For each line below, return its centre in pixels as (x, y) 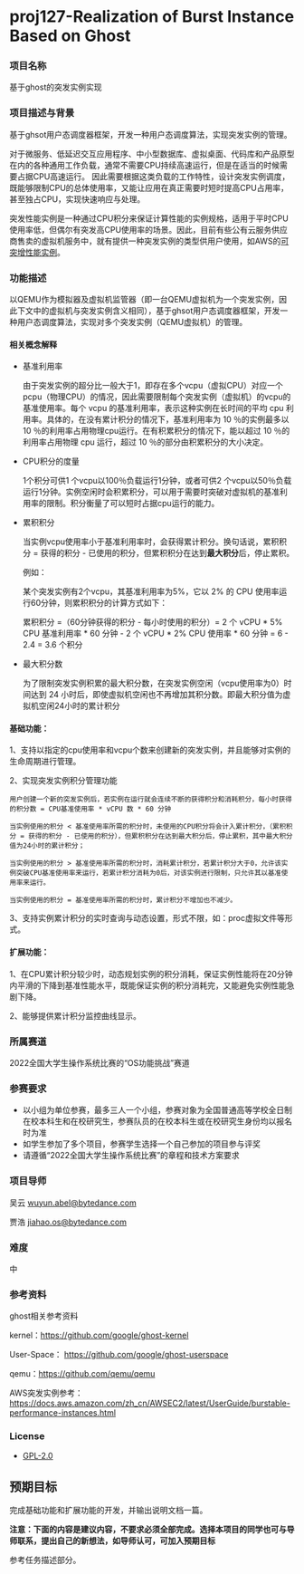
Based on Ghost (70, 36)
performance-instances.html (62, 1413)
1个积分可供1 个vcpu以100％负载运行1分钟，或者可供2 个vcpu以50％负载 (157, 481)
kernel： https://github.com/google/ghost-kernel (99, 1335)
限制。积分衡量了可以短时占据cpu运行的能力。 (133, 504)
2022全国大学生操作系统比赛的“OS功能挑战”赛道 (100, 1062)
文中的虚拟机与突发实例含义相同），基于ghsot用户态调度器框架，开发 (152, 311)
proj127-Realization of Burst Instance (152, 17)
